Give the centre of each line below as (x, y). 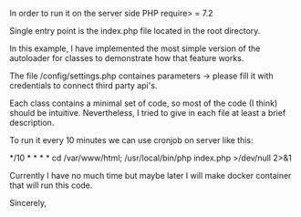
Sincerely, (28, 203)
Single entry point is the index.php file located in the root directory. (135, 31)
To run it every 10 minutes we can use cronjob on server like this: (131, 140)
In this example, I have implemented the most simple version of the (135, 48)
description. (32, 123)
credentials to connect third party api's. (83, 85)
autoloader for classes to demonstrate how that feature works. (127, 58)
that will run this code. (51, 185)
